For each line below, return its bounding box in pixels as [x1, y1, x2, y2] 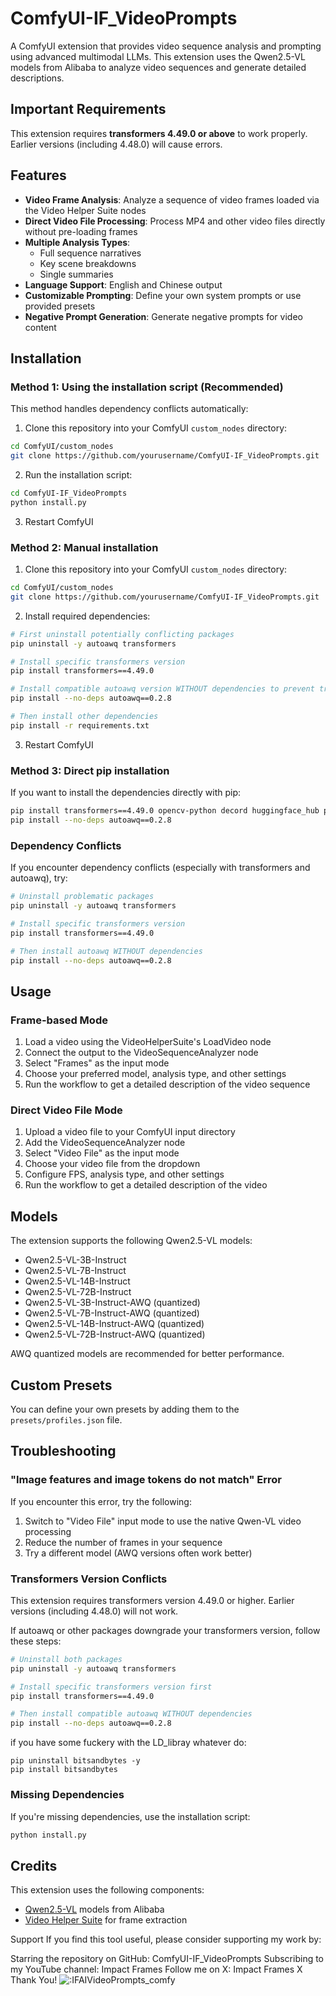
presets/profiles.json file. [10, 1414, 123, 1426]
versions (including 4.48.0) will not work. [10, 1605, 179, 1617]
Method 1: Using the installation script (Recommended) [10, 380, 284, 394]
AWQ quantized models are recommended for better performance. [10, 1348, 285, 1360]
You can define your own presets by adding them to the [10, 1403, 240, 1415]
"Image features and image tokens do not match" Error [10, 1473, 283, 1487]
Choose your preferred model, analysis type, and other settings [24, 1068, 287, 1080]
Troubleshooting [10, 1443, 117, 1460]
